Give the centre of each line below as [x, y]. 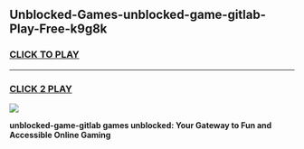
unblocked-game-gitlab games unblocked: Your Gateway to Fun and [141, 125]
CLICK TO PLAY [44, 55]
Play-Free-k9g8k [58, 29]
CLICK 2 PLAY [41, 88]
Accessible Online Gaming [60, 135]
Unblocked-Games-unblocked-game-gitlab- [138, 15]
